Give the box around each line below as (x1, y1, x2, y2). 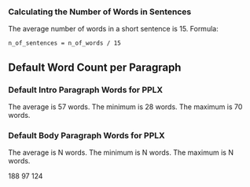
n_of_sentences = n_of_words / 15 (8, 39, 122, 47)
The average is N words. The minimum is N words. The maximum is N (8, 148, 234, 157)
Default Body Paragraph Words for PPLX (8, 130, 165, 141)
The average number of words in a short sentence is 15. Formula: (8, 24, 219, 34)
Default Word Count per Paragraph (8, 60, 182, 74)
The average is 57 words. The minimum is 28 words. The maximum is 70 (8, 101, 243, 112)
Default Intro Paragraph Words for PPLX (8, 84, 164, 95)
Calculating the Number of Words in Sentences (8, 6, 192, 17)
